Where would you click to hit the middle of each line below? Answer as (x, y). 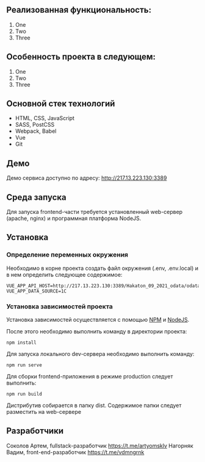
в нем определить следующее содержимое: (64, 274)
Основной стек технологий (61, 104)
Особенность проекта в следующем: (81, 57)
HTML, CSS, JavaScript (45, 118)
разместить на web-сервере (44, 412)
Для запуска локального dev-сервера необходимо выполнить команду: (100, 354)
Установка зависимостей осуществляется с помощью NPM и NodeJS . (98, 320)
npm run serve (24, 365)
